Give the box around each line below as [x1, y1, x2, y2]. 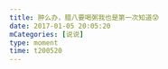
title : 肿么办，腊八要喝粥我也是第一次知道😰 [9, 13, 160, 22]
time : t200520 [9, 47, 63, 56]
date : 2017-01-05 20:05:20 [9, 22, 111, 30]
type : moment [9, 38, 59, 47]
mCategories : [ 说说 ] [9, 30, 84, 39]
